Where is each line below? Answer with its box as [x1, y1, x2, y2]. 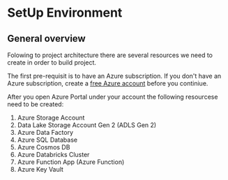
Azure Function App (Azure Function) [17, 158, 125, 166]
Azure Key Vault [17, 165, 64, 173]
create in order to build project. [7, 58, 96, 67]
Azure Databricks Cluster [17, 151, 90, 158]
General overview [7, 33, 86, 44]
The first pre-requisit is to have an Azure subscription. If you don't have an [7, 72, 222, 80]
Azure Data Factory [17, 129, 73, 136]
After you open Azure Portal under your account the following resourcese [7, 92, 218, 101]
